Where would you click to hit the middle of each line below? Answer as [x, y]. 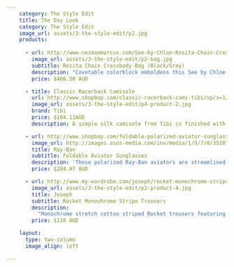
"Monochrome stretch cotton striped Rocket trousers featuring [132, 214]
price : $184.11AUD [58, 117]
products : [34, 40]
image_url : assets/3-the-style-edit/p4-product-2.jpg [111, 104]
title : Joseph [52, 194]
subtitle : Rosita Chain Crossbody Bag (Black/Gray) [109, 66]
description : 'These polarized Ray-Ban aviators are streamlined [129, 163]
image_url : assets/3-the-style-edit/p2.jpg [83, 33]
